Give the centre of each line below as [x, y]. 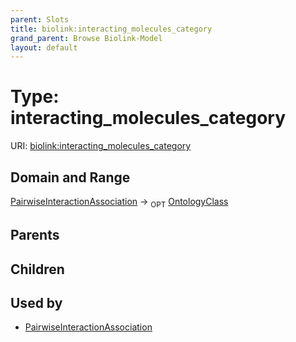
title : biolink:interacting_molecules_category [111, 29]
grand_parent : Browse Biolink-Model [86, 38]
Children [37, 269]
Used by [36, 302]
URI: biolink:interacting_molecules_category [101, 146]
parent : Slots [40, 19]
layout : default [44, 47]
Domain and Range [70, 177]
